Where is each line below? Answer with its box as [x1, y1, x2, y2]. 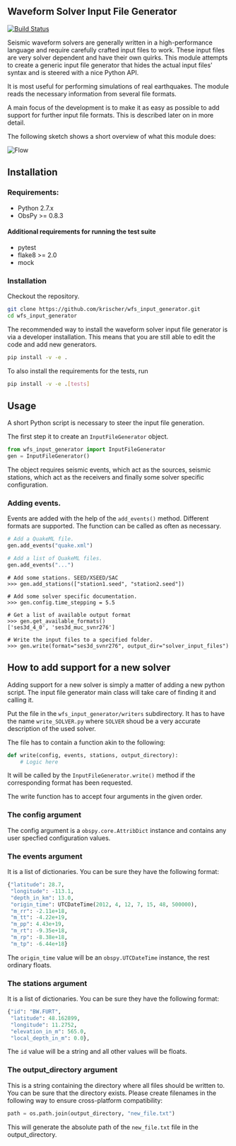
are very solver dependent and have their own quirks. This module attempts [7, 53, 228, 62]
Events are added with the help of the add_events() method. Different [7, 514, 209, 523]
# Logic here [20, 758, 59, 766]
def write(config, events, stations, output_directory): [7, 751, 179, 759]
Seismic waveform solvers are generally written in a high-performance [7, 38, 213, 47]
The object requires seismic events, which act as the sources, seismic [7, 465, 211, 474]
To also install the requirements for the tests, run [7, 366, 148, 375]
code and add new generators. [7, 340, 98, 348]
